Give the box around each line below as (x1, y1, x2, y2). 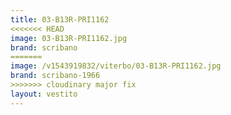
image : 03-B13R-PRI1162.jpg (10, 33, 128, 43)
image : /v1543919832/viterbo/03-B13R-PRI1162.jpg (10, 61, 222, 71)
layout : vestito (10, 89, 78, 99)
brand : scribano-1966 (10, 71, 101, 81)
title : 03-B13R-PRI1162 (10, 14, 110, 25)
